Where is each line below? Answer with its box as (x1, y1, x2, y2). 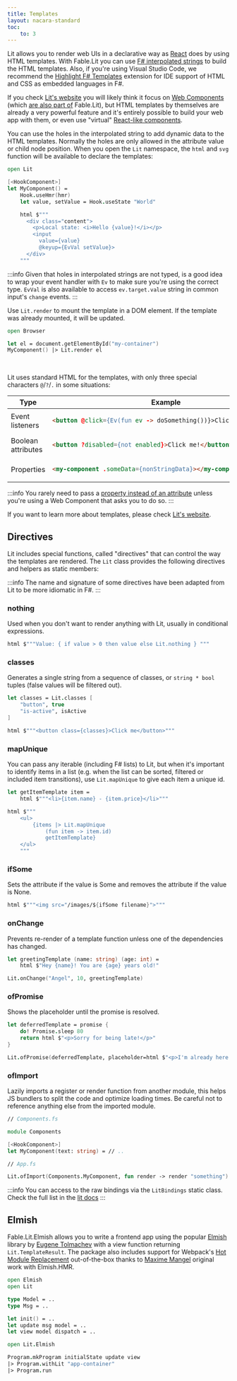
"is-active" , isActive (20, 708, 87, 715)
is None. (7, 888, 32, 896)
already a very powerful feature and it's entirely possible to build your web (7, 108, 224, 117)
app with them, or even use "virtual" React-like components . (7, 116, 183, 125)
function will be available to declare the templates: (7, 152, 154, 161)
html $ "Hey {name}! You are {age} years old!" (20, 962, 159, 969)
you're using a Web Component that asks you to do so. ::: (7, 497, 174, 505)
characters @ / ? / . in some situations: (7, 381, 111, 389)
